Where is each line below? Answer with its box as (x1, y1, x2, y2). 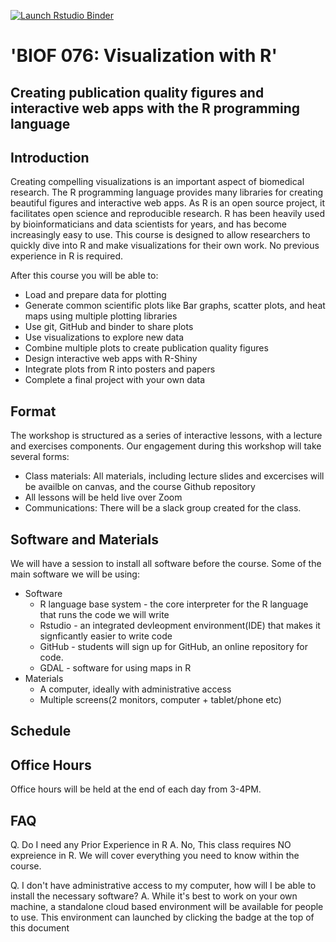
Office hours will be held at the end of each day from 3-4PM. (10, 783, 262, 795)
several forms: (10, 451, 70, 463)
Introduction (10, 149, 90, 166)
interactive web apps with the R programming (10, 100, 300, 117)
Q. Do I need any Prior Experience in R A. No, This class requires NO (10, 839, 292, 851)
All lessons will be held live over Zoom (24, 491, 183, 504)
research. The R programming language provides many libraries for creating (10, 186, 323, 199)
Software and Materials (10, 531, 159, 548)
